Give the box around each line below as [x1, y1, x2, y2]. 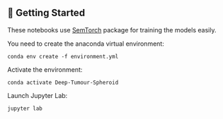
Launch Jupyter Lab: [7, 91, 68, 99]
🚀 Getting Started [7, 7, 86, 19]
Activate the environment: [7, 65, 83, 74]
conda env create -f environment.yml [7, 53, 119, 60]
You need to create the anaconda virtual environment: [7, 39, 164, 48]
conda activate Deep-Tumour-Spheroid [7, 79, 119, 86]
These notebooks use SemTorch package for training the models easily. [7, 25, 217, 34]
